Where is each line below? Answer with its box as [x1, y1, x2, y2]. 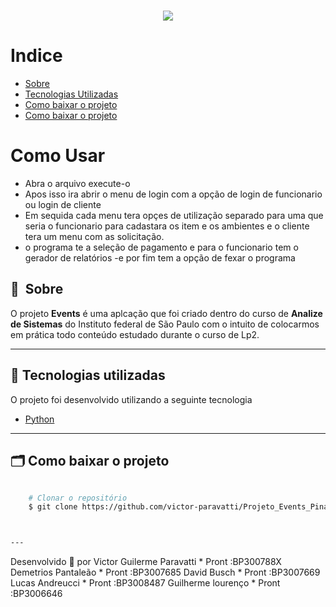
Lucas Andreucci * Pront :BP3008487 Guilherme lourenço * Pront [10, 577, 281, 589]
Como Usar [10, 145, 106, 167]
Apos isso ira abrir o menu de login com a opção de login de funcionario [24, 188, 323, 200]
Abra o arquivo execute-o [24, 178, 131, 190]
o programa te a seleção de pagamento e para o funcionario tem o [24, 241, 299, 254]
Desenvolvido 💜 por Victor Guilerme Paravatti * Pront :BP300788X [10, 556, 282, 568]
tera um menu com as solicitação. [24, 231, 165, 243]
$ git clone [28, 502, 78, 512]
